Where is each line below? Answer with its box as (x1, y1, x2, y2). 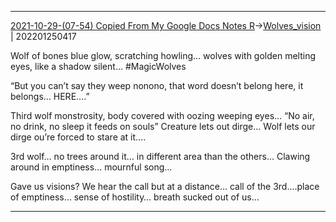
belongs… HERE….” (10, 91, 90, 102)
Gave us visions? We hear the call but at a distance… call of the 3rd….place (10, 181, 320, 192)
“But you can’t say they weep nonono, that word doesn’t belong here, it (10, 80, 304, 91)
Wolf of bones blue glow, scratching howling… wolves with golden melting (10, 50, 317, 61)
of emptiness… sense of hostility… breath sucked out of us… (10, 191, 260, 203)
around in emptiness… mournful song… (10, 161, 173, 173)
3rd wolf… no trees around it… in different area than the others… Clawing (10, 151, 311, 162)
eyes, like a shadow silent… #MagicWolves (10, 61, 187, 72)
